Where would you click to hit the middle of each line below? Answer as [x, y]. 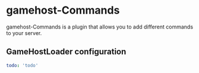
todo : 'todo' [22, 65]
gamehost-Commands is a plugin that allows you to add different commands [100, 27]
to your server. [24, 33]
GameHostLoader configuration [66, 52]
